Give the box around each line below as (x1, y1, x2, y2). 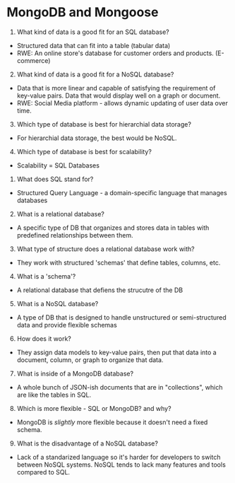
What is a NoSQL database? (16, 299, 99, 308)
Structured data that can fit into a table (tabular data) (16, 41, 171, 50)
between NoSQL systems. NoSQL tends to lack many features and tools (16, 460, 227, 469)
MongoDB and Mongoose (6, 4, 159, 21)
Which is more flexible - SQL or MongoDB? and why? (16, 404, 171, 412)
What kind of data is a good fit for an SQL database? (16, 28, 170, 36)
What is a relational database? (16, 209, 105, 218)
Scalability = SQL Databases (16, 161, 100, 170)
